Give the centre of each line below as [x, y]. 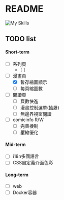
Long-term [17, 175]
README [24, 9]
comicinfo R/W [28, 120]
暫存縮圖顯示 [34, 82]
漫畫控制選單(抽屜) [40, 107]
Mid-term [16, 144]
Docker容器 [25, 192]
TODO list [21, 39]
